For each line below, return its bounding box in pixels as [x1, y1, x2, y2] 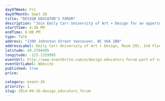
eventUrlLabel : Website [5, 61, 54, 66]
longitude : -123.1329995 [5, 52, 56, 58]
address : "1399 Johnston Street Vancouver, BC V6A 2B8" [5, 39, 122, 44]
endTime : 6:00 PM [5, 30, 41, 35]
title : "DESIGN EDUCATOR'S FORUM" [5, 16, 76, 21]
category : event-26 [5, 80, 45, 84]
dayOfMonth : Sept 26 [5, 12, 48, 17]
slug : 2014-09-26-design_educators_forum [5, 88, 91, 93]
